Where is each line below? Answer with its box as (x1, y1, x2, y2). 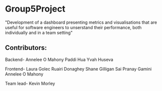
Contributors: (5, 44, 47, 52)
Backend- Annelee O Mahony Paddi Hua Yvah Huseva (5, 57, 113, 62)
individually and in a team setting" (5, 30, 73, 35)
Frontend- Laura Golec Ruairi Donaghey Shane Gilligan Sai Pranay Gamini (5, 66, 152, 72)
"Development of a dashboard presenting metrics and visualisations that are (5, 19, 157, 25)
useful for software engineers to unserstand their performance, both (5, 24, 142, 30)
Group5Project (5, 3, 65, 15)
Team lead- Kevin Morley (5, 80, 55, 86)
